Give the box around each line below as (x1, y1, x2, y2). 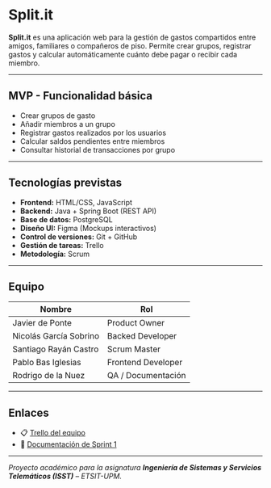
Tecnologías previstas (8, 176, 123, 190)
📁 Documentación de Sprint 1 (19, 440, 117, 449)
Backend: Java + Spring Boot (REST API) (19, 206, 157, 216)
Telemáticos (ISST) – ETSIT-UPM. (8, 471, 123, 482)
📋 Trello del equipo (19, 428, 86, 438)
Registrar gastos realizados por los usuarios (19, 128, 167, 137)
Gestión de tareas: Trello (19, 240, 104, 250)
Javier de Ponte (12, 318, 73, 329)
